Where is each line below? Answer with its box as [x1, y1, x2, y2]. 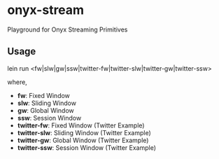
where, [7, 78, 28, 86]
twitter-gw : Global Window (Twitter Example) [17, 136, 149, 144]
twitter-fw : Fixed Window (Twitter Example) [17, 121, 145, 130]
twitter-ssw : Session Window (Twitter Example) [17, 143, 156, 152]
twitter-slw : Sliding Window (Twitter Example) [17, 128, 152, 137]
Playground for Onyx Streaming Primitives [7, 25, 128, 34]
